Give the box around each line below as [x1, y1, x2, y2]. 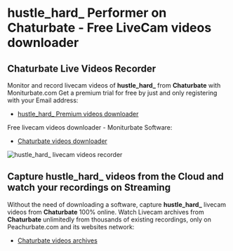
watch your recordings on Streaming [7, 182, 171, 194]
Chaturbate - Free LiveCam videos [7, 20, 212, 36]
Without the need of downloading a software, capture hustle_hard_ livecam [7, 200, 227, 208]
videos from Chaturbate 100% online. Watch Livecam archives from [7, 208, 205, 216]
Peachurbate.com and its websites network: [7, 222, 135, 231]
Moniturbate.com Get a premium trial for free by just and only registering [7, 89, 218, 97]
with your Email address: [7, 96, 79, 104]
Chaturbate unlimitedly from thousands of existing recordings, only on [7, 215, 212, 224]
